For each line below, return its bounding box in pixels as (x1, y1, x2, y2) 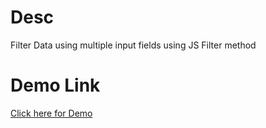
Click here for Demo (10, 107, 93, 119)
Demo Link (10, 74, 101, 97)
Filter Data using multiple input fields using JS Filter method (10, 39, 257, 51)
